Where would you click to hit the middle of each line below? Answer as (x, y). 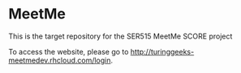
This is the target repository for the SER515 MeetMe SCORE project (120, 36)
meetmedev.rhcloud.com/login (60, 60)
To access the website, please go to (69, 51)
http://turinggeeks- (162, 51)
